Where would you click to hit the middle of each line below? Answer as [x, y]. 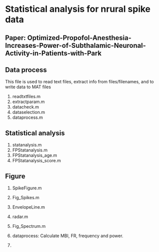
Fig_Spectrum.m [29, 226]
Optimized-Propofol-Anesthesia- [79, 38]
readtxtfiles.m [26, 97]
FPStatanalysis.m [30, 150]
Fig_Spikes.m [26, 198]
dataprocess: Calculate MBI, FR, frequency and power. [68, 236]
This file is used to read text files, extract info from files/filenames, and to [79, 82]
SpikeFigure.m [27, 188]
